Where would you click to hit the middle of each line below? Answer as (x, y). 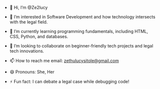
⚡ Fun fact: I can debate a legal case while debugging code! (69, 82)
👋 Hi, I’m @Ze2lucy (29, 7)
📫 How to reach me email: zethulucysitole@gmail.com (64, 61)
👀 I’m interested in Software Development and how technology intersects (82, 17)
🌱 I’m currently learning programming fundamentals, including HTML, (79, 31)
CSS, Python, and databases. (39, 37)
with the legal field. (29, 22)
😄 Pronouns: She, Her (32, 72)
